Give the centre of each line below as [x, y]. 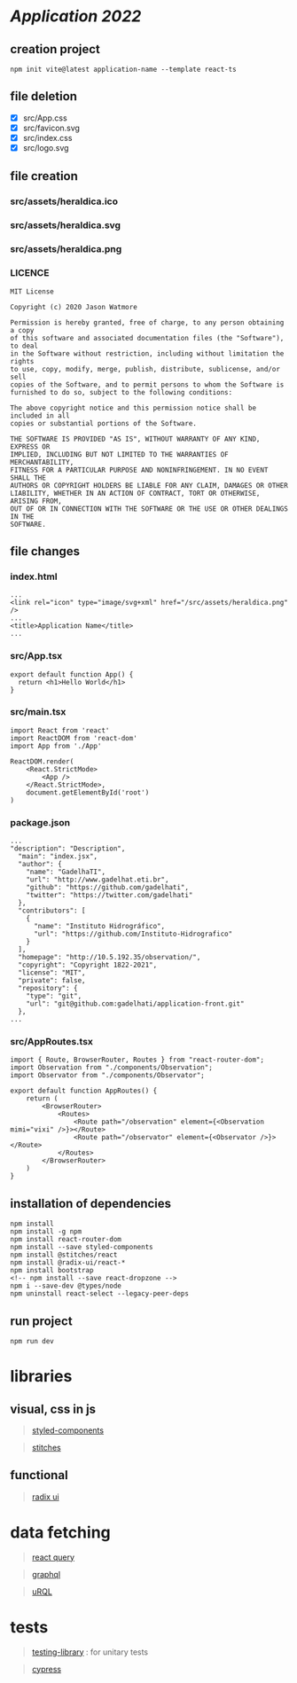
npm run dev [32, 1342]
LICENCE [30, 273]
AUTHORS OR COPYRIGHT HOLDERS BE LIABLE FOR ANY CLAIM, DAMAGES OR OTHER [149, 485]
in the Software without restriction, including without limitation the [147, 353]
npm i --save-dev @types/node [66, 1286]
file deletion [44, 96]
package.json [40, 822]
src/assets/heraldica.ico [64, 201]
